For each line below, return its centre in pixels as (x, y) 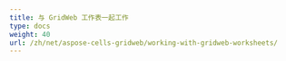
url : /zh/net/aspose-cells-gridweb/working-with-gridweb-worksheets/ (144, 43)
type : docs (30, 26)
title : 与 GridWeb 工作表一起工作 (69, 17)
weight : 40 (30, 34)
